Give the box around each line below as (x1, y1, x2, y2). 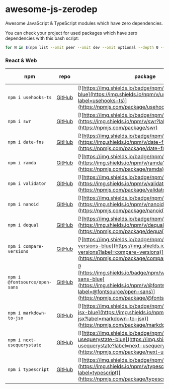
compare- (23, 244, 44, 249)
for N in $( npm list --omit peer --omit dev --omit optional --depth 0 (5, 45, 158, 50)
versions (8, 249, 29, 254)
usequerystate (8, 342, 42, 348)
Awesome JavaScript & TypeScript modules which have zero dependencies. (5, 20, 163, 26)
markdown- (23, 310, 47, 316)
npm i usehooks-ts (8, 94, 52, 101)
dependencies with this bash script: (5, 35, 79, 41)
